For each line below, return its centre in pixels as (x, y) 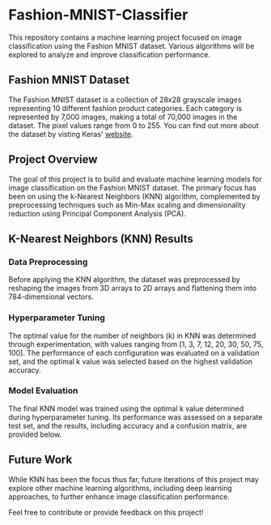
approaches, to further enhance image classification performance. (119, 497)
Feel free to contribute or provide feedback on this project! (106, 512)
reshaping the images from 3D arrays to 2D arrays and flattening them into (133, 288)
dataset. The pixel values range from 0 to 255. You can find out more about (133, 125)
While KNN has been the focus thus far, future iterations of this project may (133, 479)
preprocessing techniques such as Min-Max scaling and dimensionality (127, 205)
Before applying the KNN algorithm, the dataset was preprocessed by (124, 280)
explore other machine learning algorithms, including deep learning (120, 488)
